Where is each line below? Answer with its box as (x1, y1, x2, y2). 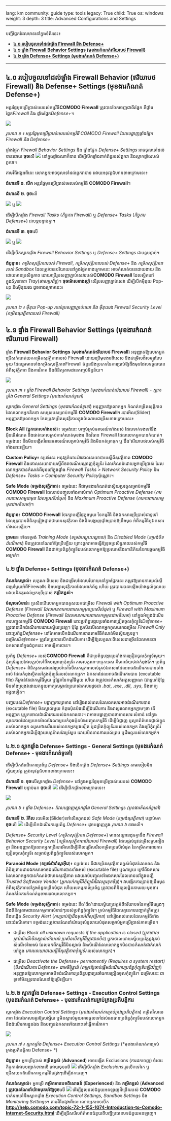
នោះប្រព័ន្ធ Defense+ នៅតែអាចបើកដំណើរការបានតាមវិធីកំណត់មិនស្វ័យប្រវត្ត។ (6, 630, 139, 636)
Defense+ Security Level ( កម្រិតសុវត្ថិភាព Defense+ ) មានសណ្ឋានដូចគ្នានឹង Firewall (6, 832, 163, 838)
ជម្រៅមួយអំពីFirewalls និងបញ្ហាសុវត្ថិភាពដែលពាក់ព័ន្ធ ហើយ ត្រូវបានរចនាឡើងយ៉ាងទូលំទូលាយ (6, 583, 166, 589)
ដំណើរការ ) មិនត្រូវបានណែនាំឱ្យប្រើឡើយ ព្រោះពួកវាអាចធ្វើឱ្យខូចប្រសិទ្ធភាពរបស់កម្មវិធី (6, 540, 148, 546)
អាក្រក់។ (6, 552, 20, 558)
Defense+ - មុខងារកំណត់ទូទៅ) (6, 750, 73, 757)
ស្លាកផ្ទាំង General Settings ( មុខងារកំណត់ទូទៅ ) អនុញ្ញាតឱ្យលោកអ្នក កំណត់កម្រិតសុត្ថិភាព (6, 403, 163, 409)
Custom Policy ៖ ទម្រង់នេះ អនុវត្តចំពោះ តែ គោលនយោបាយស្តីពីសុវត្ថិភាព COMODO (6, 454, 153, 460)
